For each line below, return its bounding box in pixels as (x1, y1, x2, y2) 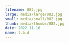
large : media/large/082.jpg (5, 12, 63, 17)
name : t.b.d (5, 30, 29, 35)
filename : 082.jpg (5, 7, 43, 12)
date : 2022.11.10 (5, 26, 41, 31)
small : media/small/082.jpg (5, 16, 63, 21)
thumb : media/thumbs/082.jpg (5, 21, 65, 26)
